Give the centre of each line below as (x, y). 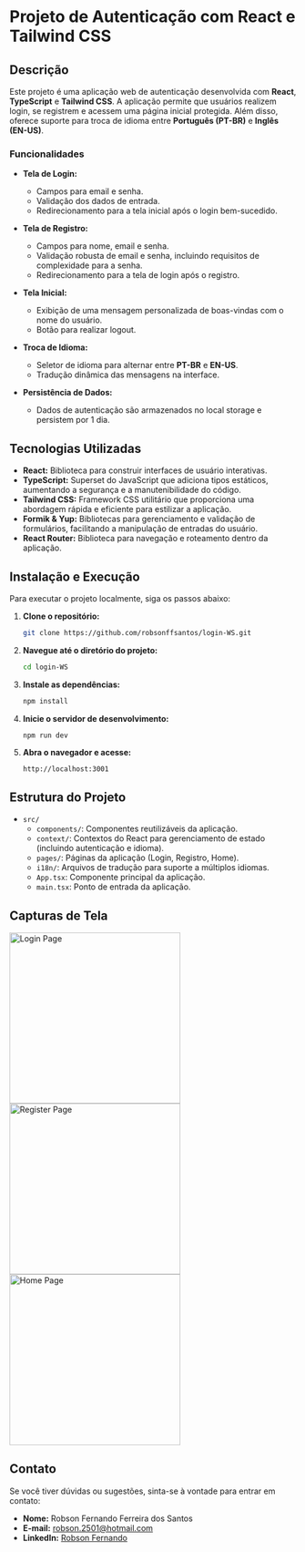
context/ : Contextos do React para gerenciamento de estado (151, 838)
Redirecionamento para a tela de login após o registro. (138, 275)
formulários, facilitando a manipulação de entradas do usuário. (140, 529)
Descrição (39, 70)
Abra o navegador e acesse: (77, 753)
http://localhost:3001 (66, 769)
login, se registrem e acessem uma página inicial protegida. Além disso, (144, 111)
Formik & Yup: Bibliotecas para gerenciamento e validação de (139, 519)
